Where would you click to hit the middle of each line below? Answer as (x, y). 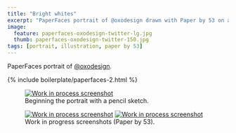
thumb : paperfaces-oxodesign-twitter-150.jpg (81, 40)
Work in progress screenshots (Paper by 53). (90, 122)
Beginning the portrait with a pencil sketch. (87, 101)
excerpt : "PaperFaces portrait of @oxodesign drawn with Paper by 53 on (116, 20)
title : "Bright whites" (42, 14)
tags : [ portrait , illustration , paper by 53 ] (75, 46)
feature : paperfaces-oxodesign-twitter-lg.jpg (83, 33)
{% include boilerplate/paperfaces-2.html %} (73, 80)
